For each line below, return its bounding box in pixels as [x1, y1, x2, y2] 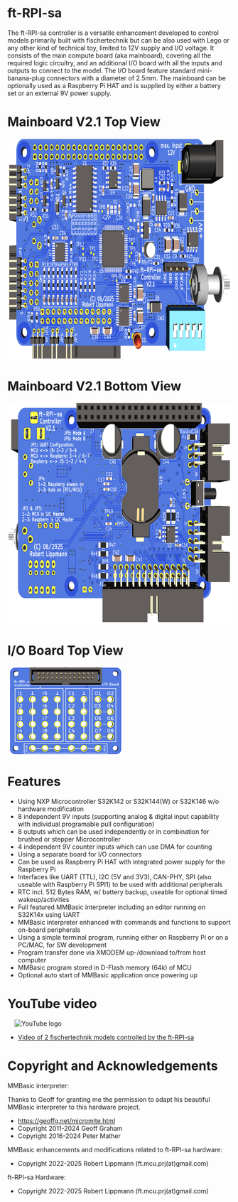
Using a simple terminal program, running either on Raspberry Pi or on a [17, 933, 229, 941]
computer [17, 955, 47, 964]
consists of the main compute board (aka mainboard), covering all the [7, 51, 212, 60]
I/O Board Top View [7, 643, 124, 658]
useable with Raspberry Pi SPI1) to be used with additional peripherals [17, 880, 223, 889]
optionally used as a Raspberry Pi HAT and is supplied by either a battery [7, 81, 222, 90]
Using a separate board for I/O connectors [17, 849, 142, 858]
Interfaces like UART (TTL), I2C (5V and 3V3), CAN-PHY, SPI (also [17, 872, 212, 881]
